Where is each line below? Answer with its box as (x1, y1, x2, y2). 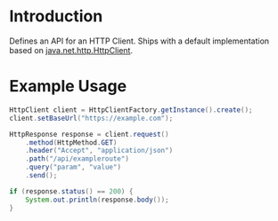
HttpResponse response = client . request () (9, 130, 169, 138)
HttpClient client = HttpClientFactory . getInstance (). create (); (9, 105, 253, 114)
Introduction (9, 6, 103, 27)
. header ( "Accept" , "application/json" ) (25, 146, 174, 155)
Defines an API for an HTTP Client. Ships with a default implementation (9, 36, 270, 46)
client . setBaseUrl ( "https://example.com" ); (9, 114, 174, 122)
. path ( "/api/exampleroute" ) (25, 154, 129, 163)
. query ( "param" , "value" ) (25, 162, 122, 172)
